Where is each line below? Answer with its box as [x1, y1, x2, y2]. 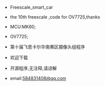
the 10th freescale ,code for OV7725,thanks [10, 14, 100, 20]
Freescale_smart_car [10, 5, 53, 10]
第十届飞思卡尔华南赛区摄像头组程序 [10, 44, 85, 50]
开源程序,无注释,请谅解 [10, 65, 57, 71]
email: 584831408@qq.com [10, 75, 66, 81]
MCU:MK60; [10, 24, 36, 30]
